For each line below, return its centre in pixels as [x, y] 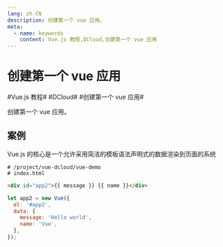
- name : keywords [39, 33]
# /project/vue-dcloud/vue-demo [54, 167]
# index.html [26, 173]
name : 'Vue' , [39, 224]
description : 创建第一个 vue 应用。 [56, 20]
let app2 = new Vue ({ [39, 198]
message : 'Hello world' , [56, 218]
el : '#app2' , [32, 204]
